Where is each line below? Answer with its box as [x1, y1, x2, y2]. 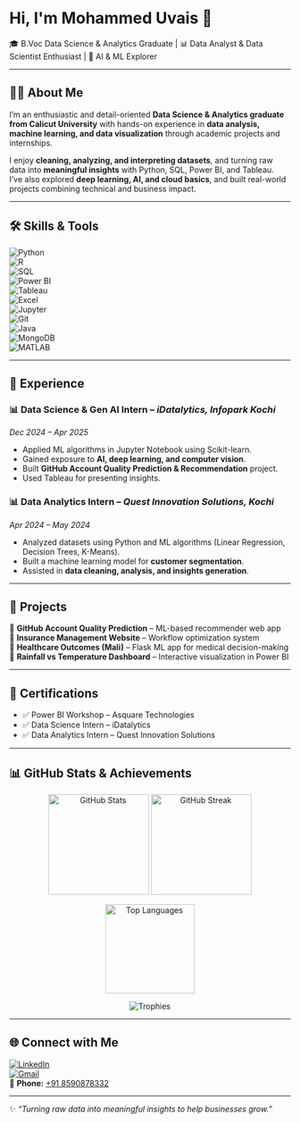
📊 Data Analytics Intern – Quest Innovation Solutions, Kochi [9, 496, 275, 508]
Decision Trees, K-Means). [21, 546, 121, 557]
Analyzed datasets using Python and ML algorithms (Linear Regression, [21, 536, 286, 548]
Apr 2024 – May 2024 [9, 519, 91, 530]
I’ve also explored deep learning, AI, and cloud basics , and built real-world [9, 173, 287, 184]
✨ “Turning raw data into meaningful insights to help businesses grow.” [9, 1103, 272, 1114]
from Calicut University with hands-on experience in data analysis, [9, 118, 261, 129]
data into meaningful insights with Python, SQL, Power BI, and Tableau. [9, 164, 274, 175]
